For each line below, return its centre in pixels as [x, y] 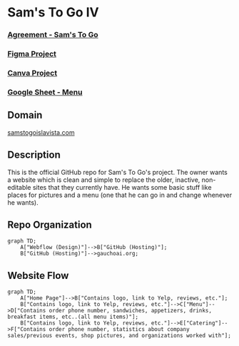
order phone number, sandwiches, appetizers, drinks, [131, 311]
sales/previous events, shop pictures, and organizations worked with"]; [119, 336]
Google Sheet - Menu [45, 92]
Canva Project [32, 73]
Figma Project [32, 54]
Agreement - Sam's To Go [53, 35]
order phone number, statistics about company [119, 330]
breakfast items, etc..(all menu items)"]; [73, 317]
